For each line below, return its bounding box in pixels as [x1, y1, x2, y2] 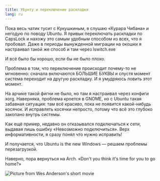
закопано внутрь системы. [5, 111, 61, 117]
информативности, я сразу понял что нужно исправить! [5, 131, 122, 137]
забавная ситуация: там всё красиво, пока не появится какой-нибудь [5, 101, 151, 107]
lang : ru [5, 12, 23, 17]
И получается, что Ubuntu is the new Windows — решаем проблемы [5, 141, 147, 147]
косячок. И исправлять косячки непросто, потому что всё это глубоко [5, 106, 153, 112]
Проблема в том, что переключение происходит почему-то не [5, 65, 137, 71]
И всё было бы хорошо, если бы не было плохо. [5, 56, 106, 61]
